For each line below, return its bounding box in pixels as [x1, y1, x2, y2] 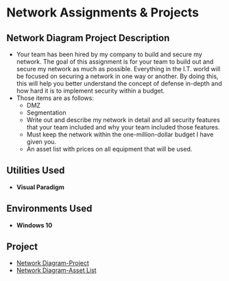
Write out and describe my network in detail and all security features [26, 116, 220, 124]
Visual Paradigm [16, 183, 64, 191]
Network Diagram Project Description [6, 32, 170, 44]
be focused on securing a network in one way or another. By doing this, [16, 72, 219, 80]
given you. [26, 138, 56, 145]
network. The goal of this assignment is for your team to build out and [16, 58, 214, 66]
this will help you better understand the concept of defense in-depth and [16, 80, 222, 87]
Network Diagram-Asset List [16, 266, 97, 275]
